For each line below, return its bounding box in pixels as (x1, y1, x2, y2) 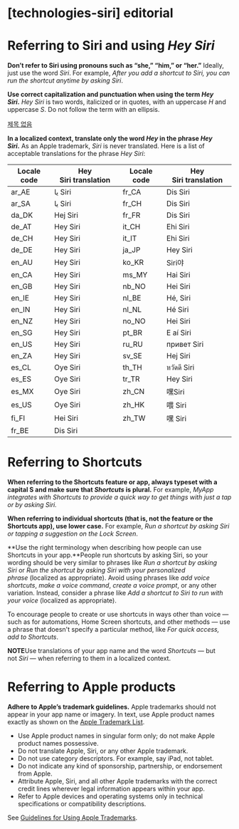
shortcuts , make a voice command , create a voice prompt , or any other (7, 581, 217, 590)
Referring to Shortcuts (7, 454, 142, 471)
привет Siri (166, 340, 204, 350)
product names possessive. (17, 739, 99, 747)
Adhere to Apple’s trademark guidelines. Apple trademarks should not (7, 703, 217, 711)
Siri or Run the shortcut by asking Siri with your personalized (7, 566, 186, 575)
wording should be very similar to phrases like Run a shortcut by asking (7, 558, 218, 567)
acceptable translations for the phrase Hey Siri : (7, 150, 146, 158)
